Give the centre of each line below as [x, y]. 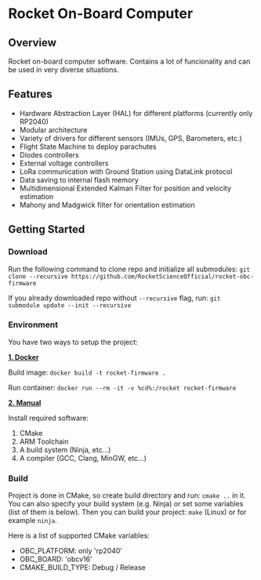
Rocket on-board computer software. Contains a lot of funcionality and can [129, 61]
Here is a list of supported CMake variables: [79, 536]
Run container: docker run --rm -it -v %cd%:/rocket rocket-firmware [122, 387]
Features [30, 94]
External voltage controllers [64, 163]
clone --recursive [38, 276]
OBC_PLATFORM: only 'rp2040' [71, 551]
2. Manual [25, 402]
